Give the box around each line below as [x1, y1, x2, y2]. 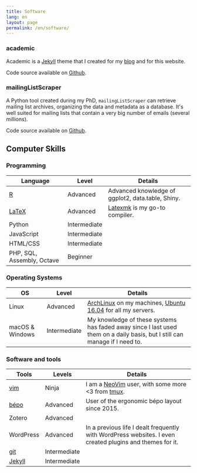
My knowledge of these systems [87, 315, 177, 324]
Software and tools [6, 355, 62, 363]
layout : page [6, 19, 38, 25]
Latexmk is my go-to [108, 203, 166, 212]
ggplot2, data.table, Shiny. [108, 194, 181, 202]
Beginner [67, 253, 93, 261]
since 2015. [86, 404, 119, 413]
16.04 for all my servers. [87, 306, 155, 314]
